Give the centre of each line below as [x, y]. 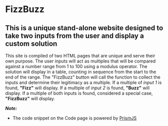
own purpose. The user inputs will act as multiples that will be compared [80, 61]
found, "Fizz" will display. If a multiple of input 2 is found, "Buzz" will [77, 88]
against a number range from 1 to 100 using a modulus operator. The [76, 66]
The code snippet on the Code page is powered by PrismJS [75, 118]
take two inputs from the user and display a [75, 36]
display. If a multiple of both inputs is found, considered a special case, [79, 93]
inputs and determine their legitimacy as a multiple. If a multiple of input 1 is [83, 82]
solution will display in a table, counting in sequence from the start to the [81, 72]
